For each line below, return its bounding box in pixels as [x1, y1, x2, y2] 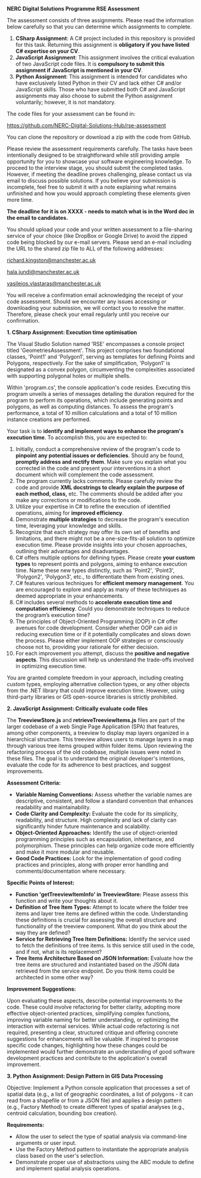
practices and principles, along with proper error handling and [15, 861, 169, 868]
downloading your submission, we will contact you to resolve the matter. [7, 305, 185, 311]
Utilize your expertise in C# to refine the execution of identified [15, 503, 171, 510]
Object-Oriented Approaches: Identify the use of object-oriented [15, 829, 178, 836]
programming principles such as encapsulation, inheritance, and [15, 836, 174, 843]
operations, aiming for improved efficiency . [15, 509, 124, 516]
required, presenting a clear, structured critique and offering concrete [7, 1029, 178, 1036]
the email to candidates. [7, 214, 68, 221]
